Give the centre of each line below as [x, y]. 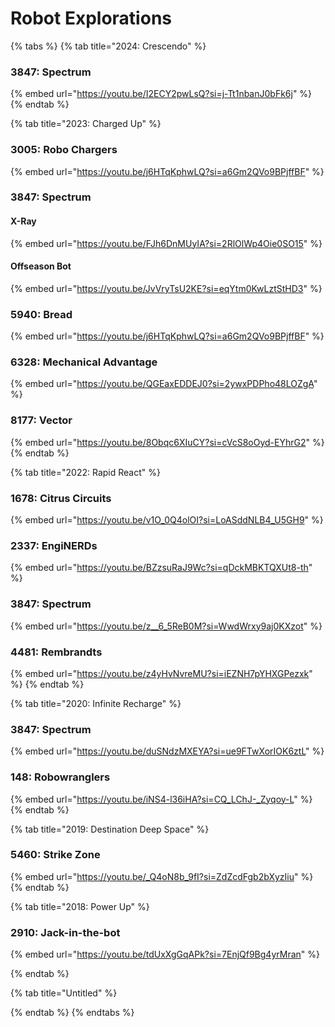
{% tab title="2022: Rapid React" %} [85, 472]
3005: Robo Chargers [64, 150]
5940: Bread [41, 314]
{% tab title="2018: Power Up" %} [80, 906]
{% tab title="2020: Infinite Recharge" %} [96, 703]
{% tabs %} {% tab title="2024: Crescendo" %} [108, 46]
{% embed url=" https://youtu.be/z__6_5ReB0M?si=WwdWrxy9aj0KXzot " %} [166, 626]
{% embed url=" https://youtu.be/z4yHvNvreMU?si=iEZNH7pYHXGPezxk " [161, 673]
